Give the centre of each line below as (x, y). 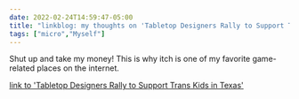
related (22, 68)
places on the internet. (78, 68)
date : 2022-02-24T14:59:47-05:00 (71, 17)
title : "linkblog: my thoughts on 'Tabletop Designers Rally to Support (147, 26)
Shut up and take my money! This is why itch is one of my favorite (130, 59)
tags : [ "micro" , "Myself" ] (57, 34)
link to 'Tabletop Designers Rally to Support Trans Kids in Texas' (127, 86)
